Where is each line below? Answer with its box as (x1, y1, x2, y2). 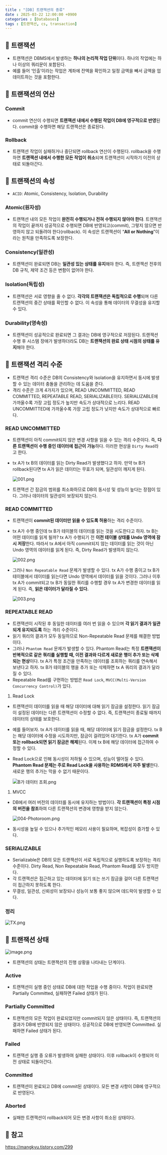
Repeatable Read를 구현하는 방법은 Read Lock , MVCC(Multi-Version (12, 676, 146, 682)
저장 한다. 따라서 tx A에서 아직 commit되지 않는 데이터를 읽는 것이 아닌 (17, 540, 154, 546)
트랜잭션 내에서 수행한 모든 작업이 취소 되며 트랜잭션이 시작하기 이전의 (21, 154, 156, 160)
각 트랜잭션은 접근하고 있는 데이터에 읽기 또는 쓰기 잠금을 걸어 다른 (12, 875, 142, 881)
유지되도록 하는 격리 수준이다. (21, 626, 79, 632)
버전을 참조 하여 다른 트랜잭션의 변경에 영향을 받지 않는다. (17, 805, 128, 811)
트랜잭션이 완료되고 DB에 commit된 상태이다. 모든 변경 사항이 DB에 (12, 1083, 144, 1089)
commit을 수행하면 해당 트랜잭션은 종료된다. (19, 123, 105, 129)
